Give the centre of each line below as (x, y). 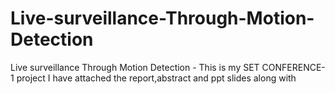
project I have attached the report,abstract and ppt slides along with (156, 78)
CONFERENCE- (293, 67)
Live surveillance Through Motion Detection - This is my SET (135, 67)
